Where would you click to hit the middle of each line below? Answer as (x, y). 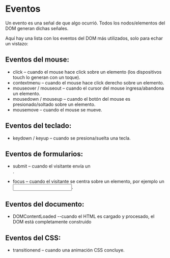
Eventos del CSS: (33, 238)
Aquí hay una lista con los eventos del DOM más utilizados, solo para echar (84, 38)
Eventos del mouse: (37, 60)
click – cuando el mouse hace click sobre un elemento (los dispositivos (87, 72)
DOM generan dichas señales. (37, 28)
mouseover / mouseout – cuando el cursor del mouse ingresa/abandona (88, 88)
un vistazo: (17, 43)
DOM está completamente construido (52, 222)
